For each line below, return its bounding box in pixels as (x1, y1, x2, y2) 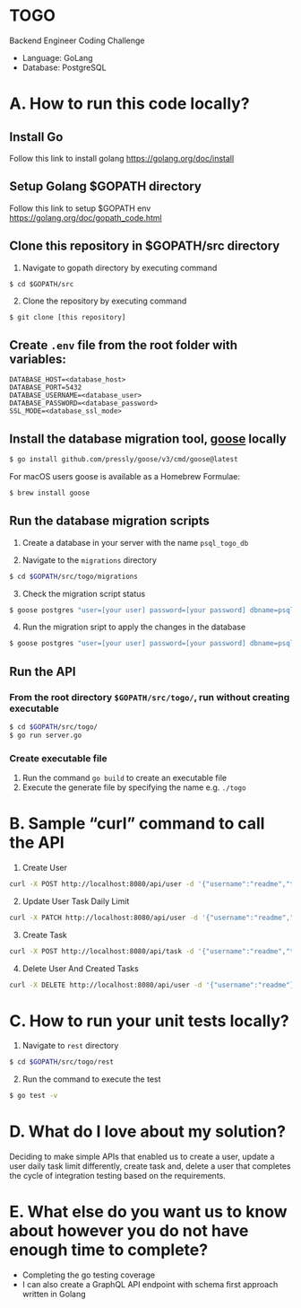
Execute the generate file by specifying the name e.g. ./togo (21, 782, 246, 793)
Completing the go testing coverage (21, 1269, 155, 1280)
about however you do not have (9, 1221, 249, 1242)
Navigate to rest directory (21, 1040, 119, 1051)
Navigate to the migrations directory (21, 554, 157, 566)
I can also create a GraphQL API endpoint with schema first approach (21, 1278, 279, 1289)
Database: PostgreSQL (21, 62, 107, 73)
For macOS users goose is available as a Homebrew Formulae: (9, 470, 240, 481)
